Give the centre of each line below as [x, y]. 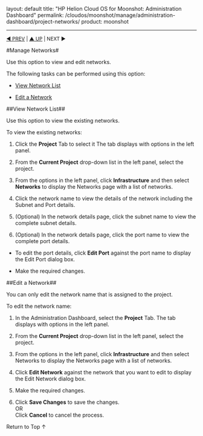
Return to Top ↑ [26, 427]
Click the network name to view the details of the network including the [104, 198]
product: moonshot [105, 21]
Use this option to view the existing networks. [63, 121]
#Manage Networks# [33, 50]
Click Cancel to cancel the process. [60, 415]
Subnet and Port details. [45, 205]
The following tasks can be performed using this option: [76, 74]
